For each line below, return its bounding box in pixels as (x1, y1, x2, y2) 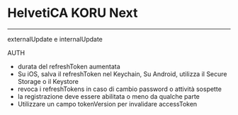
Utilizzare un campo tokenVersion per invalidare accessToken (17, 99, 198, 108)
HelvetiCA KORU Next (7, 5, 138, 21)
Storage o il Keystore (17, 77, 79, 85)
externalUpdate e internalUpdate (7, 35, 103, 43)
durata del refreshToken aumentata (17, 62, 120, 71)
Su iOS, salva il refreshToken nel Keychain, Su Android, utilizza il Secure (17, 69, 228, 78)
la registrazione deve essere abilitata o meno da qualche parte (17, 92, 200, 100)
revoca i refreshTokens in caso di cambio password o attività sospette (17, 85, 222, 93)
